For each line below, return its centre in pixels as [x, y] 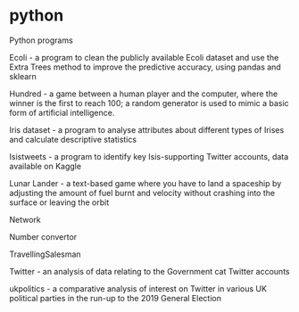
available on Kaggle [46, 166]
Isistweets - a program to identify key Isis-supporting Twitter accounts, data [149, 156]
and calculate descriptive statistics [73, 139]
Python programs [41, 40]
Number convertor [43, 236]
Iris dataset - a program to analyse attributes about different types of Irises [147, 129]
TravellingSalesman [46, 254]
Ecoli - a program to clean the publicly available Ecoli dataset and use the [144, 57]
